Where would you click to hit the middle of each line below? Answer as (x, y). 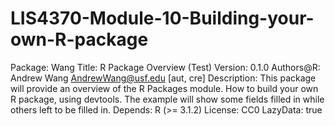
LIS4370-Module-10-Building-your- (162, 18)
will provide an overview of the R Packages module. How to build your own (164, 88)
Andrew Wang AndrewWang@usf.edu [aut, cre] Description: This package (163, 78)
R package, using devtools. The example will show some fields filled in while (167, 99)
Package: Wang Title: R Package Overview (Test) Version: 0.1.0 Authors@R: (165, 67)
